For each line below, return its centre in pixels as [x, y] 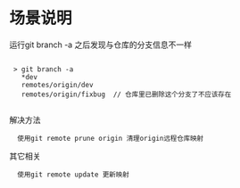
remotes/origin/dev [57, 85]
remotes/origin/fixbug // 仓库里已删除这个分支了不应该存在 [126, 94]
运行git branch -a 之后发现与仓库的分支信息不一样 [100, 45]
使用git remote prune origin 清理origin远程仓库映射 [110, 138]
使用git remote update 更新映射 [73, 175]
